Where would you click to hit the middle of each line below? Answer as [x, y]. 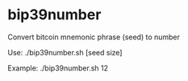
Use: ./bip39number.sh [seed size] [65, 52]
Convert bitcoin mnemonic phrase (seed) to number [94, 37]
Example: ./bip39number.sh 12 [58, 68]
